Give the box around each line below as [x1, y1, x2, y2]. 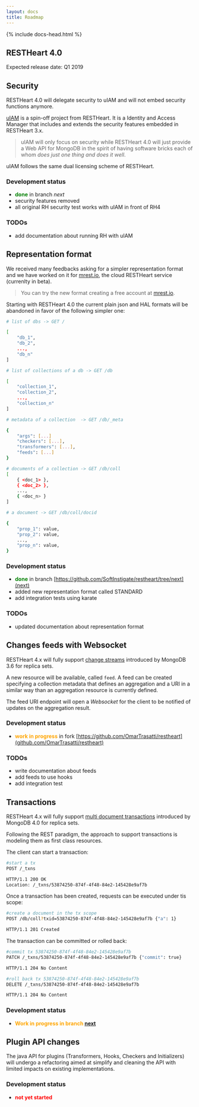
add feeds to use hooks [14, 773, 73, 781]
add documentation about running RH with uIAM [14, 232, 134, 239]
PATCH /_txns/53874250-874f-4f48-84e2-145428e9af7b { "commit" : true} [6, 954, 182, 960]
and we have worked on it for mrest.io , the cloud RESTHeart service [6, 271, 172, 278]
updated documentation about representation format [14, 622, 144, 630]
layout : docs [6, 8, 39, 15]
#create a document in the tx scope [6, 910, 97, 916]
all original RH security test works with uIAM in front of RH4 [14, 203, 161, 211]
